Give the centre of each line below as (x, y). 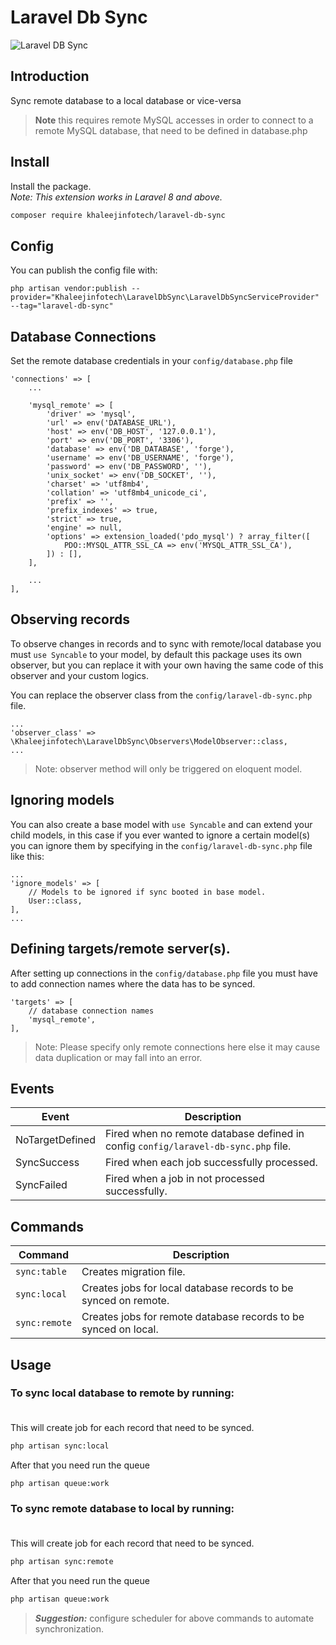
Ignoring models (62, 800)
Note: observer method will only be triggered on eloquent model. (168, 768)
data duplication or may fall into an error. (118, 1057)
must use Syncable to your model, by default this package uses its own (156, 654)
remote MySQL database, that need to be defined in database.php (171, 130)
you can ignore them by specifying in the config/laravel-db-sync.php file (161, 845)
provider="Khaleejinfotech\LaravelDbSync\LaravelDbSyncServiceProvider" (165, 297)
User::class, (55, 901)
